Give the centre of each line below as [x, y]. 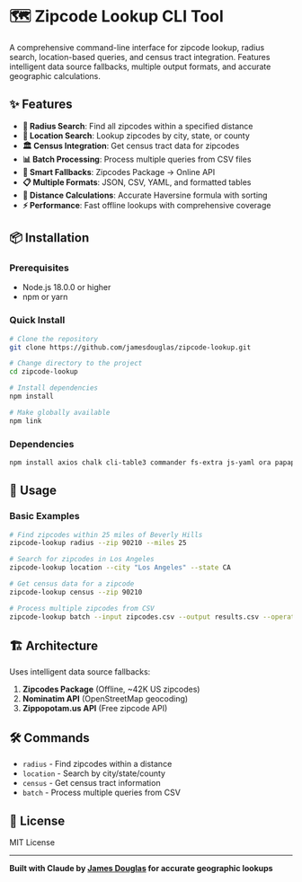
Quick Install [37, 321]
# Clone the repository [54, 339]
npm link [26, 421]
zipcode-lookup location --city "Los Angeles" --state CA [120, 568]
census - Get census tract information [91, 783]
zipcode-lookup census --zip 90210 [76, 592]
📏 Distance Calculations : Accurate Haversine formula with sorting [145, 195]
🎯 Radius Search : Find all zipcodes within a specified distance [138, 126]
